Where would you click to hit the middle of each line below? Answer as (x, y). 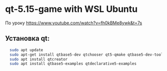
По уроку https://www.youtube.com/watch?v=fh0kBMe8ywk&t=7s (74, 23)
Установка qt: (27, 38)
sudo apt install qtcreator (39, 59)
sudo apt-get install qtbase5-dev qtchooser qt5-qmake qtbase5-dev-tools (87, 55)
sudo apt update (26, 50)
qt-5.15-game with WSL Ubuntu (71, 9)
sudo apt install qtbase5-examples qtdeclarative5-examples (73, 64)
